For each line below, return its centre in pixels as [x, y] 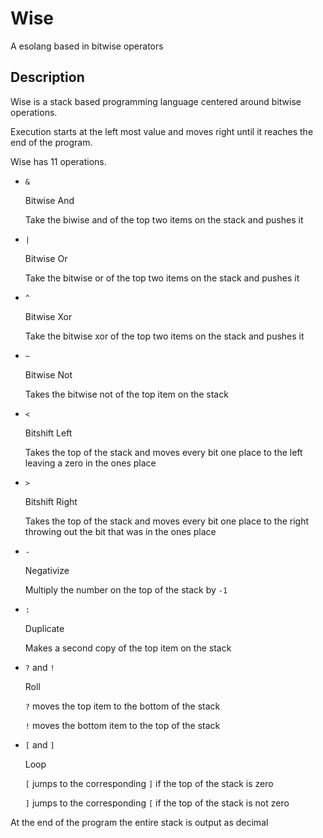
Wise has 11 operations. [58, 161]
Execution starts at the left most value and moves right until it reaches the [162, 131]
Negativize [47, 570]
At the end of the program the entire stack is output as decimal [139, 822]
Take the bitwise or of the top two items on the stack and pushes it [162, 278]
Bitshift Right [51, 501]
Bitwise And [49, 200]
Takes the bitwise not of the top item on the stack [126, 394]
